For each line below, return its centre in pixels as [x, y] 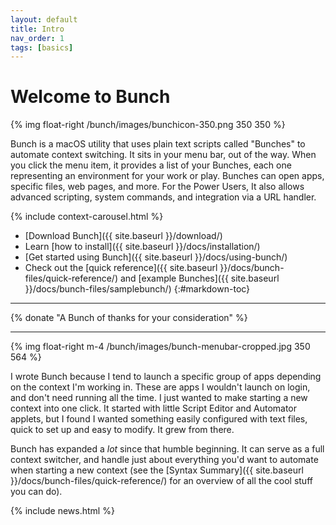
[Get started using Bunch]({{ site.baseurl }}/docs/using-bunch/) [156, 257]
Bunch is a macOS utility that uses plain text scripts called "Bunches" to [158, 144]
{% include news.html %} [62, 511]
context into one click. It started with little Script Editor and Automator [154, 408]
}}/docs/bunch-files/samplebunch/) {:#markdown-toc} [137, 289]
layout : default [44, 19]
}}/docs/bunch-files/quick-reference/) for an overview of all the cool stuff [161, 481]
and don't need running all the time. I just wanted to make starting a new [159, 398]
